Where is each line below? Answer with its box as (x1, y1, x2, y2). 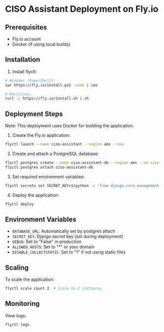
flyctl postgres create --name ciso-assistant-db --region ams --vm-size (5, 160, 160, 165)
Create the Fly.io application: (12, 132, 70, 138)
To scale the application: (5, 276, 55, 282)
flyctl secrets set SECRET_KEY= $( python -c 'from (5, 183, 109, 188)
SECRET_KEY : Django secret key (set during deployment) (12, 234, 124, 240)
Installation (5, 56, 40, 64)
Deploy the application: (12, 192, 59, 198)
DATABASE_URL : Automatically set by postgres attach (12, 228, 115, 234)
